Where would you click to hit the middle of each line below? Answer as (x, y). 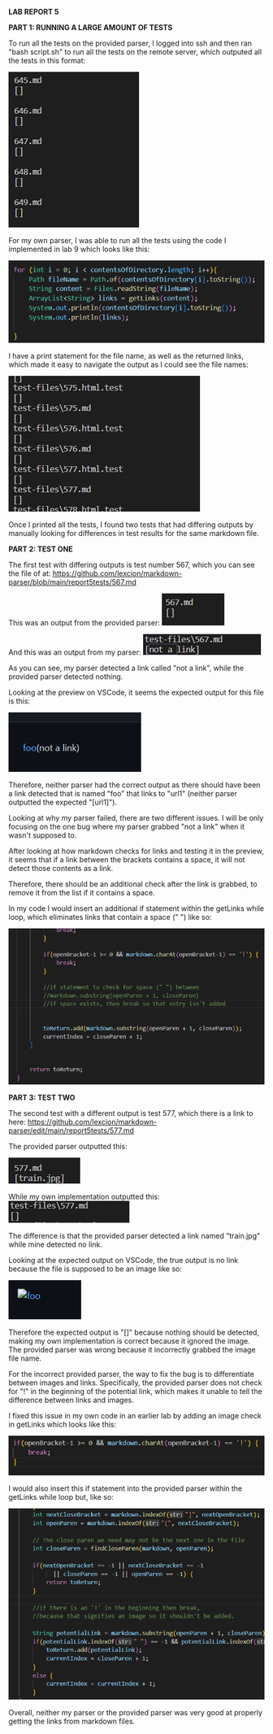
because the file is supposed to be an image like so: (95, 1269)
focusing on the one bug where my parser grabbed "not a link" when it (127, 826)
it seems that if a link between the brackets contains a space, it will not (127, 859)
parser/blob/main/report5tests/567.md (72, 582)
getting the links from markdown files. (72, 1721)
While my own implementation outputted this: (84, 1196)
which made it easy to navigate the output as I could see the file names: (129, 364)
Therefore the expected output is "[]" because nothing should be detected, (134, 1332)
